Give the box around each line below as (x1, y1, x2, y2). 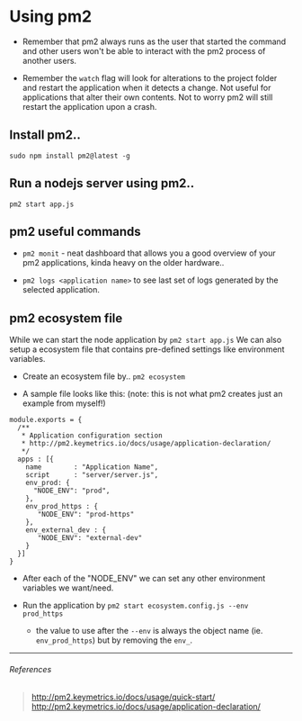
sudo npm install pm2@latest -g (9, 151, 130, 160)
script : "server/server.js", (25, 471, 159, 480)
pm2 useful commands (9, 223, 141, 239)
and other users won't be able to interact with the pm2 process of (22, 45, 266, 56)
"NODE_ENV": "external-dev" (37, 534, 143, 543)
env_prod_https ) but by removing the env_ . (35, 635, 193, 645)
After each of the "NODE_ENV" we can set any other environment (22, 573, 266, 584)
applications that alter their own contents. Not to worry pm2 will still (22, 92, 273, 103)
